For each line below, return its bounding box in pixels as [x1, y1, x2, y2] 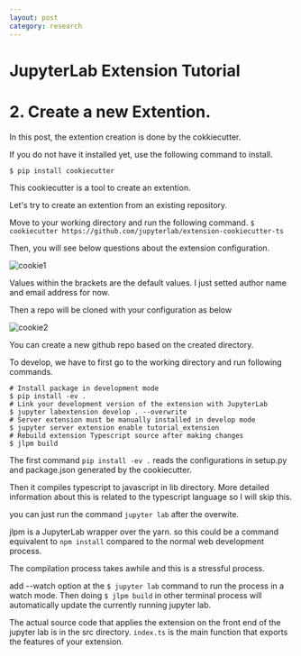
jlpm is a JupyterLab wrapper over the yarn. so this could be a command [9, 526, 279, 537]
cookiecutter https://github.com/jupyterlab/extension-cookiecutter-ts [9, 226, 284, 235]
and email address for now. [9, 287, 110, 297]
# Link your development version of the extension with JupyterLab [9, 399, 269, 408]
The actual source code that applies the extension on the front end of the [9, 616, 281, 627]
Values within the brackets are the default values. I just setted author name [9, 277, 287, 288]
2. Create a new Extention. [9, 101, 212, 122]
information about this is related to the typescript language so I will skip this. [9, 491, 293, 502]
